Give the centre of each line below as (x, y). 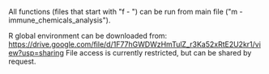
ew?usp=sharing (36, 53)
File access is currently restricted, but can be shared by (159, 53)
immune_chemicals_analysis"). (60, 20)
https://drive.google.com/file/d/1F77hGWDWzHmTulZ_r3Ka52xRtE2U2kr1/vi (135, 44)
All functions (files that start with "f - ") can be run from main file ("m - (126, 12)
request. (22, 61)
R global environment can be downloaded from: (88, 36)
